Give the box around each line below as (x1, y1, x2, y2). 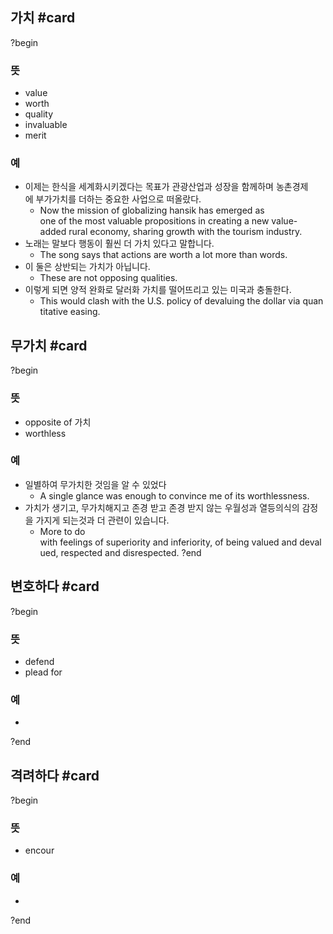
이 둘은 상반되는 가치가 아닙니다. (24, 261, 151, 273)
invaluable (24, 119, 68, 131)
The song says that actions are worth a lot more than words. (39, 249, 288, 261)
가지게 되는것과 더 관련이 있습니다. (35, 514, 170, 526)
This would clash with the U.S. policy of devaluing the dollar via (39, 295, 301, 307)
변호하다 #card (10, 578, 100, 595)
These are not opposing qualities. (39, 272, 178, 284)
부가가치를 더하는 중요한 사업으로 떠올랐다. (35, 193, 202, 205)
